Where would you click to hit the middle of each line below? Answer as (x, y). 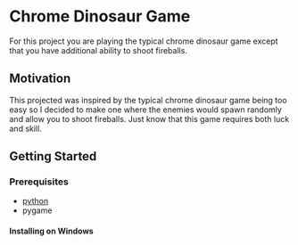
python (35, 201)
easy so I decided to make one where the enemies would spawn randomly (146, 110)
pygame (37, 210)
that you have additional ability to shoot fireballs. (98, 50)
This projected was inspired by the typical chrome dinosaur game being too (148, 100)
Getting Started (53, 156)
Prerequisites (39, 182)
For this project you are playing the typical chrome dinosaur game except (144, 41)
